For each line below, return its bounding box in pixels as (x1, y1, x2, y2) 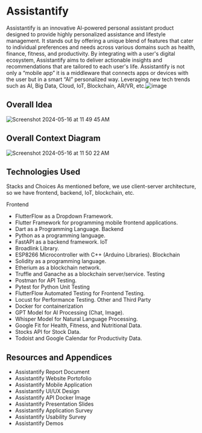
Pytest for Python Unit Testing (14, 283, 90, 291)
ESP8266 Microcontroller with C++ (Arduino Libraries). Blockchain (14, 251, 180, 258)
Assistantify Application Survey (14, 407, 93, 414)
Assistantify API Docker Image (14, 394, 90, 402)
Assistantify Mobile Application (14, 381, 92, 388)
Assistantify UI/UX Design (14, 388, 80, 395)
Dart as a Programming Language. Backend (14, 226, 124, 233)
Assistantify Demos (14, 420, 64, 427)
